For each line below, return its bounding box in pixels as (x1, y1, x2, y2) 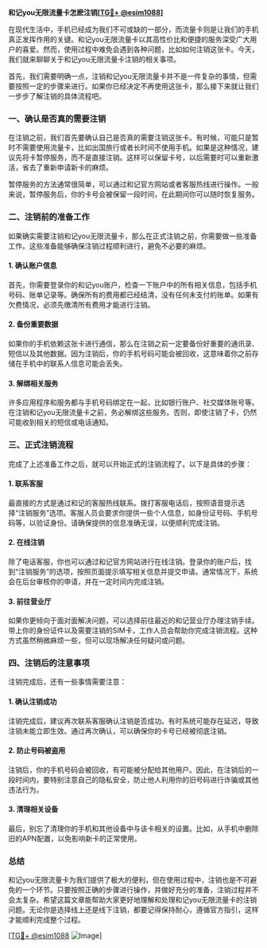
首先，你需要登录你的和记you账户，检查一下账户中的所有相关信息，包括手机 (8, 280, 257, 289)
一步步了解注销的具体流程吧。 (8, 92, 106, 100)
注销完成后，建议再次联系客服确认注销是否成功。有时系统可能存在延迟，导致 (8, 716, 259, 726)
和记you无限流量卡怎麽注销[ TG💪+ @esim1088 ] (8, 8, 164, 17)
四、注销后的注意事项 (8, 657, 90, 668)
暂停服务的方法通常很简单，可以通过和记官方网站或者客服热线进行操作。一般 (8, 179, 259, 190)
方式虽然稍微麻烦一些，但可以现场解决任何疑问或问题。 (8, 636, 189, 645)
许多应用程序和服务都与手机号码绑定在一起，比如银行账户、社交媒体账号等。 (8, 398, 259, 407)
